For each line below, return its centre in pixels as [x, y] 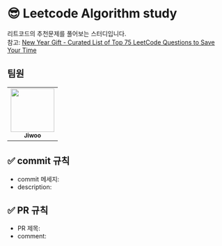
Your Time [22, 50]
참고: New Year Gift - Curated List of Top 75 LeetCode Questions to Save [111, 42]
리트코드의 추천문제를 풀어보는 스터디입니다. [67, 33]
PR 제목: [29, 229]
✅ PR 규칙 [28, 210]
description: [34, 187]
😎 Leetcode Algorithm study [92, 14]
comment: [32, 236]
